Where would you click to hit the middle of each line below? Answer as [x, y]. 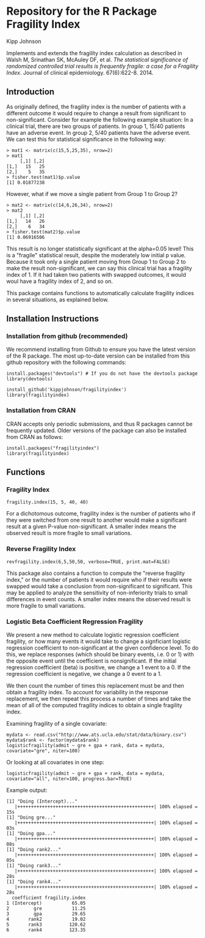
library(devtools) [30, 379]
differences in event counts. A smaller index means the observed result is [99, 599]
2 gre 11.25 [46, 909]
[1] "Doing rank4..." [34, 882]
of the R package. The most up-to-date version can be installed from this [98, 356]
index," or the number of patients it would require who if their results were [99, 579]
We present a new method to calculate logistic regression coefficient [93, 635]
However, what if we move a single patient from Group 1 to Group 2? [92, 193]
